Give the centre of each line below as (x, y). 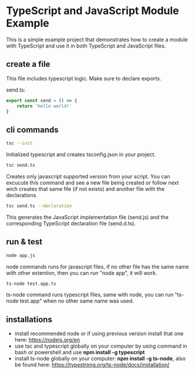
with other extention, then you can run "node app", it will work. (82, 273)
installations (29, 319)
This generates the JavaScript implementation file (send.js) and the (88, 217)
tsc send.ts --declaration (39, 206)
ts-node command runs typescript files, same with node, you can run (90, 295)
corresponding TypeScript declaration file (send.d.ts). (71, 223)
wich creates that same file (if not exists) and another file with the (85, 188)
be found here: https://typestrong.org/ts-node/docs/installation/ (92, 365)
